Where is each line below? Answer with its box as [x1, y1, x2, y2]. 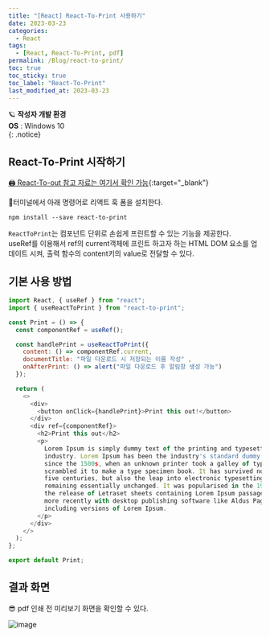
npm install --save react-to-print [8, 214, 128, 222]
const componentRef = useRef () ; [15, 326, 125, 334]
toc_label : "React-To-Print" [8, 79, 106, 87]
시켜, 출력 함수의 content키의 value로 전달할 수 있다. [29, 249, 194, 258]
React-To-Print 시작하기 [8, 154, 126, 169]
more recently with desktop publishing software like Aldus [43, 497, 250, 505]
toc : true [8, 64, 42, 72]
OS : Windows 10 [8, 121, 65, 131]
